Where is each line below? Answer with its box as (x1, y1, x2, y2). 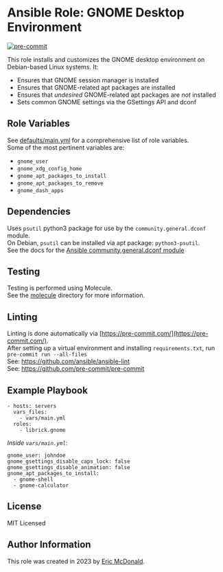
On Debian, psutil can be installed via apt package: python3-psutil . (7, 238, 200, 247)
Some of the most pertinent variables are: (7, 143, 125, 152)
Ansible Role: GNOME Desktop (7, 5, 185, 21)
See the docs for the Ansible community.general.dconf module (7, 246, 185, 254)
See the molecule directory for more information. (7, 291, 145, 299)
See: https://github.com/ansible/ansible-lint (7, 357, 130, 365)
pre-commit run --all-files (7, 352, 88, 358)
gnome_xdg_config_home (16, 165, 82, 172)
